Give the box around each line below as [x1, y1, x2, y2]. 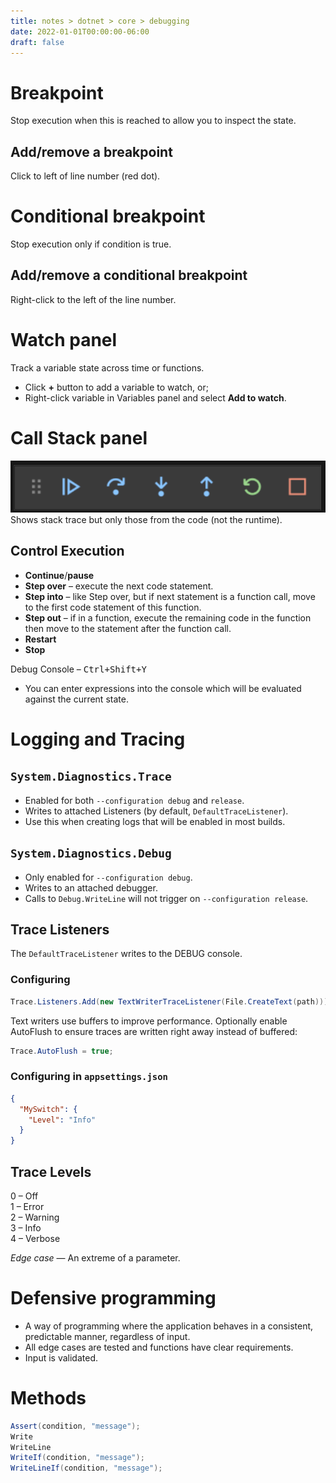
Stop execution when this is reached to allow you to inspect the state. [10, 115, 297, 127]
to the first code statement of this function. [24, 601, 202, 613]
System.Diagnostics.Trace [10, 770, 172, 784]
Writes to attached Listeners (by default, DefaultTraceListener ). [24, 805, 289, 817]
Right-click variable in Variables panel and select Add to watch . [24, 391, 287, 404]
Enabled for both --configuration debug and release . [24, 794, 245, 806]
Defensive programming [10, 1287, 217, 1310]
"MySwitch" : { [19, 1104, 78, 1114]
